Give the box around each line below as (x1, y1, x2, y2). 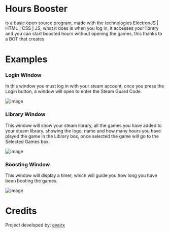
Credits (5, 205, 37, 217)
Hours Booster (5, 3, 67, 15)
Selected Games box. (5, 138, 50, 145)
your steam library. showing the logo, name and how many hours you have (5, 127, 161, 134)
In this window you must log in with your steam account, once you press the (5, 83, 164, 89)
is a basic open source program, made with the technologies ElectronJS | (5, 20, 159, 26)
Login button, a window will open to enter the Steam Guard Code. (5, 88, 142, 95)
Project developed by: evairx (5, 222, 65, 228)
